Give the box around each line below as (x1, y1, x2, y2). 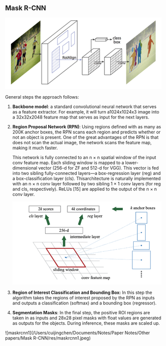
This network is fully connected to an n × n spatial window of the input (12, 154, 157, 160)
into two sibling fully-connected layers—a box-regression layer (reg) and (12, 170, 161, 176)
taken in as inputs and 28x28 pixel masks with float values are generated (12, 315, 162, 321)
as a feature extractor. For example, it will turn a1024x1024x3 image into (12, 109, 160, 115)
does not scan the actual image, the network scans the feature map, (12, 139, 152, 145)
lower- (125, 160, 139, 166)
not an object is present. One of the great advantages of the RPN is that (12, 134, 159, 140)
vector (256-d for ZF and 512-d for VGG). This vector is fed (38, 165, 159, 171)
